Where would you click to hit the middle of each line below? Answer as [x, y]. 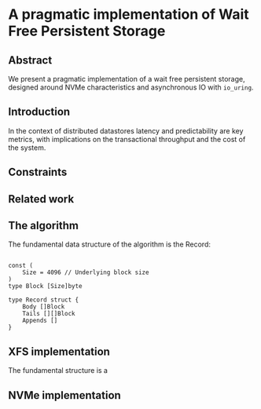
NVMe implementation [65, 395]
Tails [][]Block [49, 314]
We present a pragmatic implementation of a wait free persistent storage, [127, 79]
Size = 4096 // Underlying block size [86, 272]
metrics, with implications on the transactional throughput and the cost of [127, 139]
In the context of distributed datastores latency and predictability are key [126, 130]
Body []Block [44, 307]
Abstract [30, 60]
